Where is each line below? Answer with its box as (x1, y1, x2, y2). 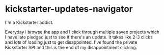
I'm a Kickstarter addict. (5, 19, 54, 25)
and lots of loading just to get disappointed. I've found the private (5, 39, 137, 45)
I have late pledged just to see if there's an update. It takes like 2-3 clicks (5, 34, 153, 40)
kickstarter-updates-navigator (5, 3, 133, 15)
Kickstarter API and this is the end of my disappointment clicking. (5, 44, 137, 50)
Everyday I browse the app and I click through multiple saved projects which (5, 29, 160, 35)
